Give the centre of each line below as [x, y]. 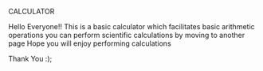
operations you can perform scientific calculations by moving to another [127, 35]
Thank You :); [30, 59]
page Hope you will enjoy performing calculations [90, 43]
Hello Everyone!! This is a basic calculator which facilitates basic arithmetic [131, 26]
